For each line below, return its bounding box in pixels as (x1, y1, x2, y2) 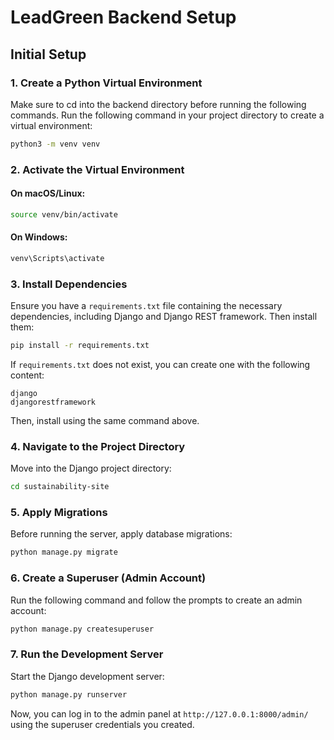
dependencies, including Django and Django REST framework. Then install (10, 311, 318, 323)
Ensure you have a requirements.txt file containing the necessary (10, 300, 283, 312)
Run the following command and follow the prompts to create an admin (10, 594, 303, 606)
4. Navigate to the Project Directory (10, 439, 186, 453)
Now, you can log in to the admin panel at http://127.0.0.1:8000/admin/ (10, 707, 309, 720)
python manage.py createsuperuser (10, 624, 155, 634)
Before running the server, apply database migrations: (10, 528, 233, 540)
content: (10, 369, 45, 381)
